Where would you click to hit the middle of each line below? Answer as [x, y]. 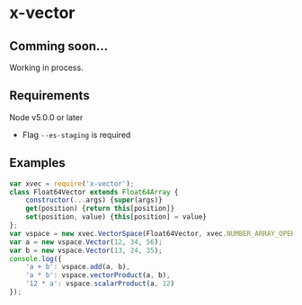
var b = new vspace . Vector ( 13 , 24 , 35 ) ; [86, 250]
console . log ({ [36, 258]
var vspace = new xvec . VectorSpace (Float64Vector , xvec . [118, 233]
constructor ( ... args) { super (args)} [94, 200]
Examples [37, 163]
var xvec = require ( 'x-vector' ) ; [72, 183]
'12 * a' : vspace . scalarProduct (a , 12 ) [100, 284]
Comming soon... [59, 46]
